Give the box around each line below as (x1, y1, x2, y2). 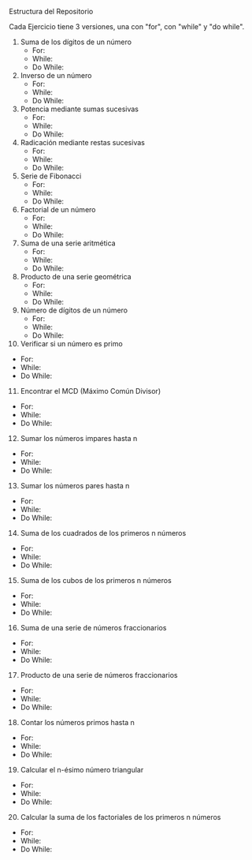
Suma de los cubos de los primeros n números (20, 576, 172, 585)
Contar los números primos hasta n (20, 718, 135, 727)
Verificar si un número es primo (20, 339, 123, 348)
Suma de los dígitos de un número (20, 37, 132, 47)
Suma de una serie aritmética (20, 238, 117, 248)
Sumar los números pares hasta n (20, 481, 130, 490)
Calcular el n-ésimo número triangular (20, 765, 144, 774)
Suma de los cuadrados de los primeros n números (20, 529, 187, 537)
